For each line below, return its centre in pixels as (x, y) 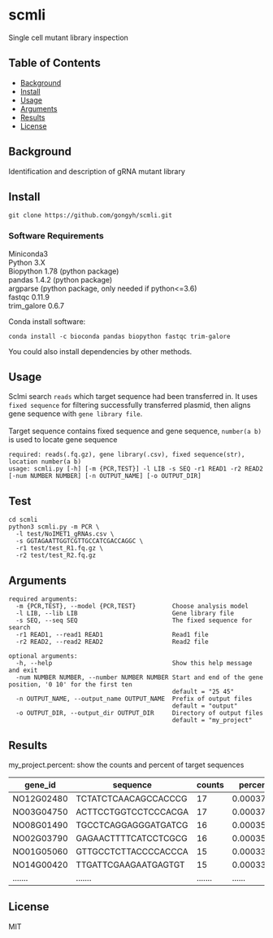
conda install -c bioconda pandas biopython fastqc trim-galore (119, 336)
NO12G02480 (40, 798)
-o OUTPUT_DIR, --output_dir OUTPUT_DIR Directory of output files (140, 713)
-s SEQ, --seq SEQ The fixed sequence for (134, 620)
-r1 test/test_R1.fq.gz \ (60, 548)
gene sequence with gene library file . (76, 414)
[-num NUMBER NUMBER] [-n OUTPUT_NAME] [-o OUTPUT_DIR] (105, 476)
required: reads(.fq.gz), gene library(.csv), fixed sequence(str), (127, 455)
